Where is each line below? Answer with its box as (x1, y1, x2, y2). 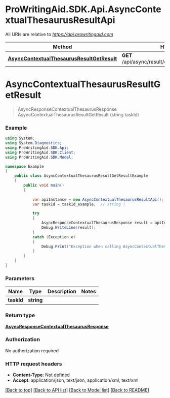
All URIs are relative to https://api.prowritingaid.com (5, 31, 114, 37)
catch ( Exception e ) (32, 234, 76, 239)
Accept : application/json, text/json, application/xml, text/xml (12, 377, 139, 383)
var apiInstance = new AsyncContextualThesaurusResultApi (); (32, 197, 164, 202)
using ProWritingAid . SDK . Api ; (5, 145, 69, 150)
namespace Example (5, 164, 44, 169)
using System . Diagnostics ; (5, 141, 62, 146)
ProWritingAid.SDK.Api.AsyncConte (5, 4, 161, 15)
